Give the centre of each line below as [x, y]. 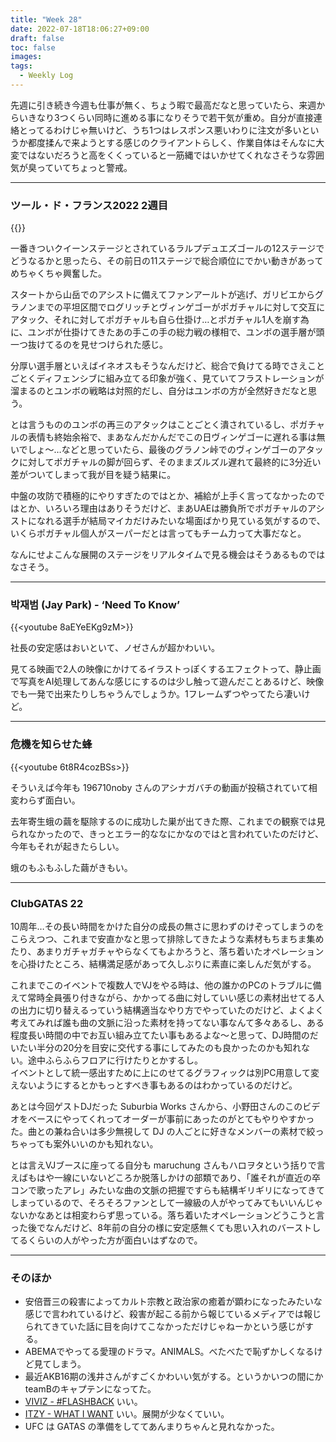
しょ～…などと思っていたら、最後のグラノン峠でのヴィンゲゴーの [162, 450]
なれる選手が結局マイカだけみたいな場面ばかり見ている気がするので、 [181, 521]
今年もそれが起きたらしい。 [67, 846]
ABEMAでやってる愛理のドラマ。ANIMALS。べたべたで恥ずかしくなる [169, 1352]
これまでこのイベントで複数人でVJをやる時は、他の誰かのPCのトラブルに [161, 985]
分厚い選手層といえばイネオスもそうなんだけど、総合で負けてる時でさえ [159, 366]
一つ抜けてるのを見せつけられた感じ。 [89, 345]
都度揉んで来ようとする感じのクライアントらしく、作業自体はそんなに [172, 142]
